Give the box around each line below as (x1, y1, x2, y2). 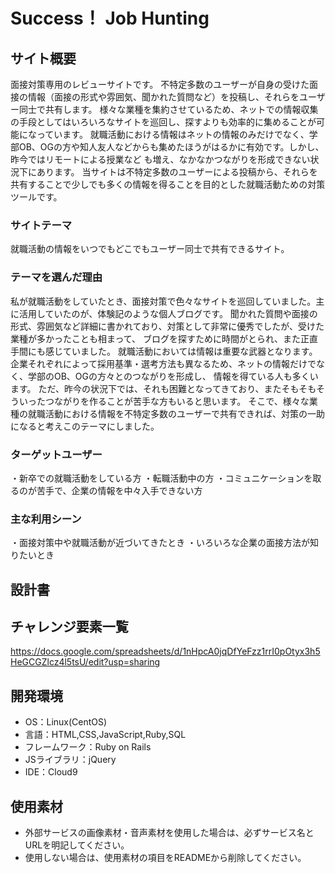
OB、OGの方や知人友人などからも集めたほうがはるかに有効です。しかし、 (18, 141, 325, 153)
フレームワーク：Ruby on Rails (24, 741, 152, 753)
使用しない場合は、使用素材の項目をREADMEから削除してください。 (24, 852, 307, 864)
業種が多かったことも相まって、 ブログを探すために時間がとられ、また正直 (10, 332, 319, 344)
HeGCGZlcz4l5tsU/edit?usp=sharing (10, 656, 161, 668)
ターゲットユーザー (10, 447, 103, 461)
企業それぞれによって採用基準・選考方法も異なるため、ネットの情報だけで (10, 357, 317, 369)
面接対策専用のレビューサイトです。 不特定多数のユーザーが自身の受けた (10, 79, 310, 90)
